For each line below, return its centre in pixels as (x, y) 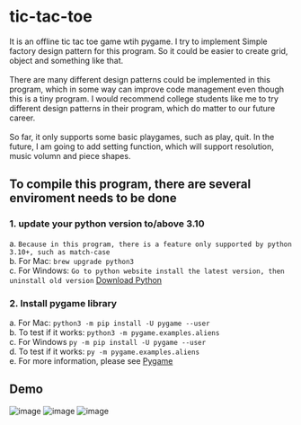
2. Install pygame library (63, 303)
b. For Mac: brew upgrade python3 (72, 261)
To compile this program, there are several (130, 185)
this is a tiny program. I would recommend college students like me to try (144, 98)
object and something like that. (66, 60)
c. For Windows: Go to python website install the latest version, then (147, 270)
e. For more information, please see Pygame (91, 360)
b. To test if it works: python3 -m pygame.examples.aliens (115, 332)
